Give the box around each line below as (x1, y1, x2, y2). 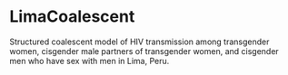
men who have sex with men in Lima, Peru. (9, 55, 170, 66)
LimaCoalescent (9, 6, 135, 27)
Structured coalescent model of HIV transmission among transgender (9, 36, 270, 47)
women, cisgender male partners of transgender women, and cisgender (9, 45, 279, 56)
